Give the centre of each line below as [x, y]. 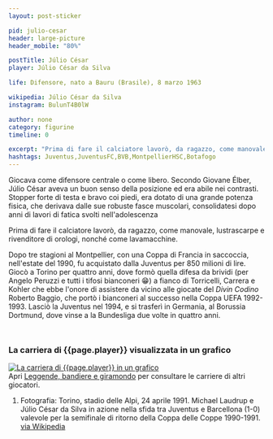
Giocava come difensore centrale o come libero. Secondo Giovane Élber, [130, 180]
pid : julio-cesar [38, 30]
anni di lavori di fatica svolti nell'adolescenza [83, 215]
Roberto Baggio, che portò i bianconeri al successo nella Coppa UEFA [125, 298]
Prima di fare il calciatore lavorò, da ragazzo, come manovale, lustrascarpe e [136, 230]
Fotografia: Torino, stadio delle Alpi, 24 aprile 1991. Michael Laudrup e [137, 401]
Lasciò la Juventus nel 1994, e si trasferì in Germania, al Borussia [137, 306]
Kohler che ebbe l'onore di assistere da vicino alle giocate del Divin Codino [134, 289]
